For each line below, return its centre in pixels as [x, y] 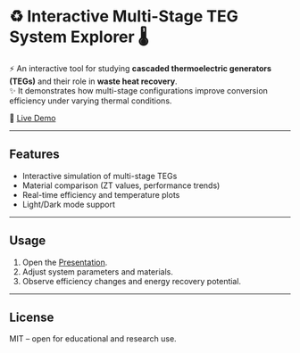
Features [34, 155]
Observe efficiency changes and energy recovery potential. [132, 281]
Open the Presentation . [65, 262]
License [32, 317]
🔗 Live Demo [33, 118]
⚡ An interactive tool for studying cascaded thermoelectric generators [141, 68]
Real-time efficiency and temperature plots [101, 194]
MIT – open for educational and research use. [93, 339]
